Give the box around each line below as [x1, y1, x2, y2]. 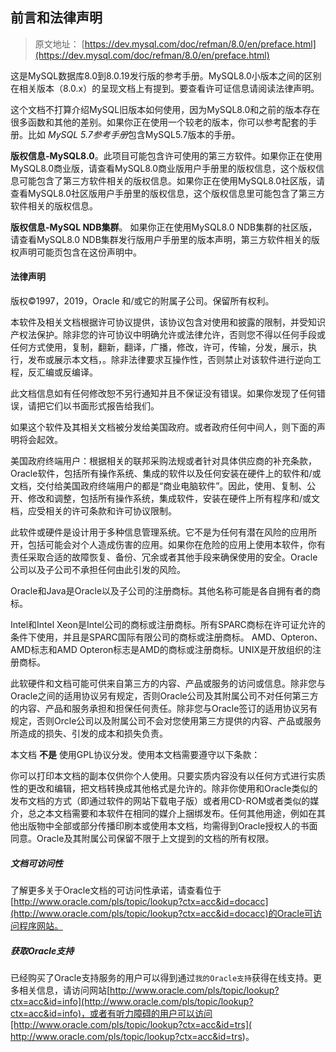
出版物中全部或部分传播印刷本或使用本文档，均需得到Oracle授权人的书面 [18, 820, 318, 832]
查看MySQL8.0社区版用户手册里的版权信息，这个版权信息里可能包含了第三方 [10, 187, 326, 199]
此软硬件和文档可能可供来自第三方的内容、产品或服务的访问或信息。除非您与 [10, 678, 326, 690]
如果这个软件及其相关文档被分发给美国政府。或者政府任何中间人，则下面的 [10, 421, 317, 433]
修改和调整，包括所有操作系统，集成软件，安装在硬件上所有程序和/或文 [27, 493, 321, 505]
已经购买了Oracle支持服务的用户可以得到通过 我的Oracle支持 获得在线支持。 [10, 971, 313, 983]
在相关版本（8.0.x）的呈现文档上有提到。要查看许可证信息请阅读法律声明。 [10, 82, 320, 94]
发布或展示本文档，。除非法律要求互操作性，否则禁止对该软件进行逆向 [27, 354, 313, 366]
